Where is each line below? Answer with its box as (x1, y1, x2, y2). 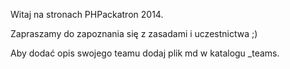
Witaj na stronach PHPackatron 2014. (10, 9, 164, 20)
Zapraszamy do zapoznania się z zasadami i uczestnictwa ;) (10, 28, 258, 39)
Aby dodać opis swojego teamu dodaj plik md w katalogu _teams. (10, 47, 280, 59)
